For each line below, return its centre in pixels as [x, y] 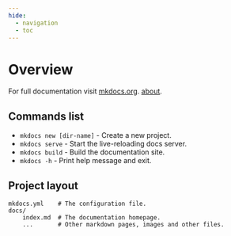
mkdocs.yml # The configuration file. [78, 204]
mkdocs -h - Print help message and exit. [85, 161]
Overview [41, 69]
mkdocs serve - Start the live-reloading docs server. [103, 144]
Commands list [46, 116]
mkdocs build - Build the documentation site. [92, 152]
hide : [17, 15]
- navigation [37, 23]
